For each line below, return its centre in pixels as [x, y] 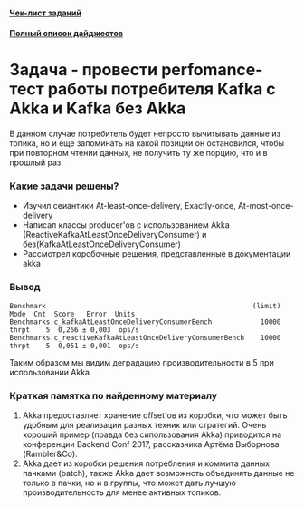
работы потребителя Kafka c [161, 89]
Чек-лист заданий [45, 13]
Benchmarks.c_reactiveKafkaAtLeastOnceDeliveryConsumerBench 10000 [145, 337]
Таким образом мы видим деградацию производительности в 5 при [142, 362]
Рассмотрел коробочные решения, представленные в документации [157, 254]
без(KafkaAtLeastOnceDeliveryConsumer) [101, 244]
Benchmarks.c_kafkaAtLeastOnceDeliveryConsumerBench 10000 [145, 322]
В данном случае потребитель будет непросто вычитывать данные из [145, 134]
